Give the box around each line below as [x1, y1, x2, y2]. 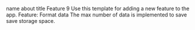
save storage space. [6, 18, 55, 24]
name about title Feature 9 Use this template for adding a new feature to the [6, 5, 190, 12]
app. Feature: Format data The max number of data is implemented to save [6, 11, 187, 18]
